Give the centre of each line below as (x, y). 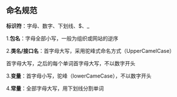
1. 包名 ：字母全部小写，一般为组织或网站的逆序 (62, 38)
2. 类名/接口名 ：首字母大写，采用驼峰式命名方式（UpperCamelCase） (91, 51)
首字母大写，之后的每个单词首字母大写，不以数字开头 (71, 63)
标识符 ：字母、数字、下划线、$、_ (48, 26)
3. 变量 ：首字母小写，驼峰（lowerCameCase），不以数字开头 (79, 76)
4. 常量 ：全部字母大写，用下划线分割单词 (55, 88)
